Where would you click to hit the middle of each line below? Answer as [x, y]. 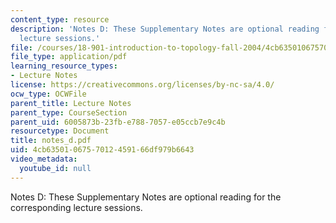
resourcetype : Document [60, 131]
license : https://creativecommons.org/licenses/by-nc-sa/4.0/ [142, 85]
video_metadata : [44, 159]
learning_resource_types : [64, 66]
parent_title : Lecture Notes [71, 103]
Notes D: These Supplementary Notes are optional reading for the [146, 197]
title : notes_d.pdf [51, 141]
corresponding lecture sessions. [76, 207]
